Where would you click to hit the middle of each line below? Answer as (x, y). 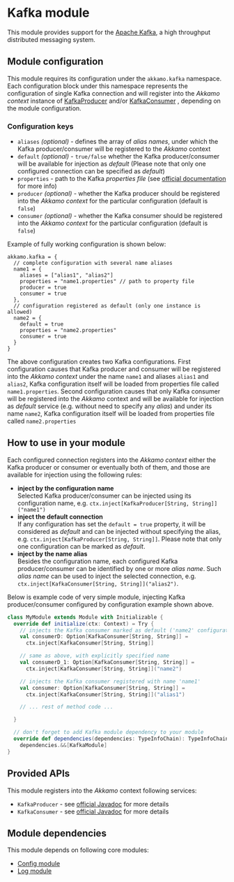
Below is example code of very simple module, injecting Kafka (96, 597)
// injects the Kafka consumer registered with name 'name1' (110, 681)
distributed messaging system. (52, 39)
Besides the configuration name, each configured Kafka (97, 561)
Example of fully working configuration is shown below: (87, 244)
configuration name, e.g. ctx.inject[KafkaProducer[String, (103, 503)
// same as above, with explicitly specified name (95, 656)
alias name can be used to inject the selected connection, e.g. (107, 576)
